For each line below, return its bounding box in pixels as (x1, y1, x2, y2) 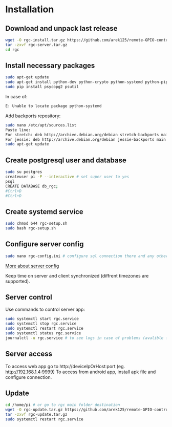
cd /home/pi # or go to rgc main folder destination (5, 402, 120, 408)
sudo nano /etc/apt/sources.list (5, 122, 77, 127)
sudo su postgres (5, 169, 42, 175)
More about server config (5, 263, 59, 269)
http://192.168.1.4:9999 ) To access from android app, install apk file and (5, 369, 156, 375)
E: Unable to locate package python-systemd (5, 103, 102, 109)
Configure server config (5, 240, 84, 249)
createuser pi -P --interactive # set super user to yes (5, 174, 130, 179)
